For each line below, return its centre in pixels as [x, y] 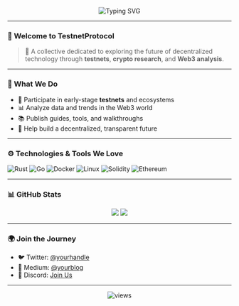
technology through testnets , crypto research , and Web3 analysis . [124, 59]
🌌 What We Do [33, 84]
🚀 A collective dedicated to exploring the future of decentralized [119, 51]
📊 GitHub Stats [34, 194]
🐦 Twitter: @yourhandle [54, 257]
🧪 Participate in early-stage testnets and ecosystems [96, 99]
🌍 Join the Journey [42, 239]
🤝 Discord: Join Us [45, 275]
